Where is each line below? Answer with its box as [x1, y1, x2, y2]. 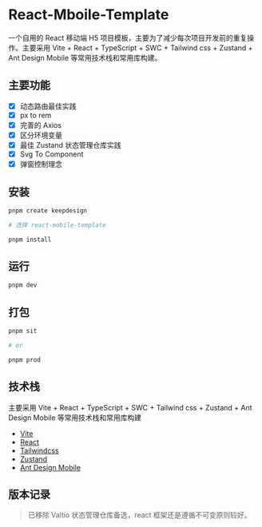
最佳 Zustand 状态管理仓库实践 [19, 141, 121, 149]
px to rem [19, 110, 52, 120]
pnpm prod [8, 355, 42, 364]
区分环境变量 [19, 130, 62, 140]
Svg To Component [19, 149, 84, 159]
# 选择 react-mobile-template [8, 221, 106, 229]
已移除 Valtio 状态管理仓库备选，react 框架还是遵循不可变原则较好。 [27, 510, 252, 520]
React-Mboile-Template [8, 6, 169, 24]
